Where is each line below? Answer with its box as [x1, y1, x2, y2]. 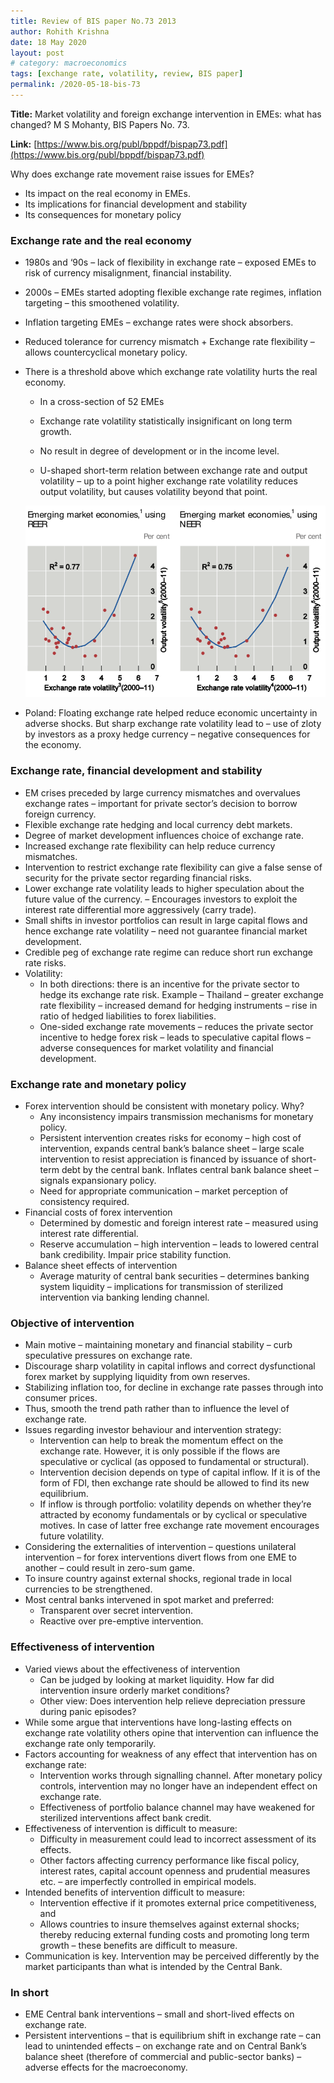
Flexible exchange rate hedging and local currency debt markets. [24, 818, 293, 830]
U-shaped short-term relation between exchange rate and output [39, 465, 308, 477]
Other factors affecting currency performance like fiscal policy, [39, 1854, 300, 1866]
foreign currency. [24, 808, 97, 820]
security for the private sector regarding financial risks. [24, 871, 252, 884]
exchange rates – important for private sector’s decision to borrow [24, 797, 298, 809]
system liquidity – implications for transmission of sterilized [39, 1281, 284, 1293]
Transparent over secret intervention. [39, 1605, 193, 1617]
